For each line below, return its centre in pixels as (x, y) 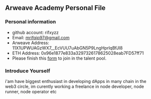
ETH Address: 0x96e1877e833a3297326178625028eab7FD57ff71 (78, 53)
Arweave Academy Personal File (55, 8)
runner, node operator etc (31, 91)
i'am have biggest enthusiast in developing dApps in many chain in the (76, 81)
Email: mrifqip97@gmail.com (41, 37)
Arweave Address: (31, 43)
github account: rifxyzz (35, 32)
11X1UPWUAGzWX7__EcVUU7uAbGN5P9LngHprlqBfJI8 (67, 48)
